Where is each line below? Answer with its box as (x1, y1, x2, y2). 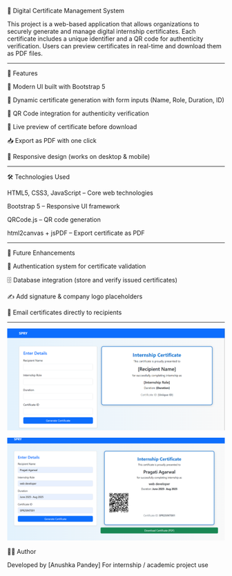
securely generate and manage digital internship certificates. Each (7, 28, 196, 35)
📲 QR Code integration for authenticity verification (7, 109, 150, 117)
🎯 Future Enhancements (7, 249, 75, 257)
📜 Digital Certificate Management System (7, 7, 125, 15)
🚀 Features (7, 69, 38, 77)
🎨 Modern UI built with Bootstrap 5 (7, 83, 106, 90)
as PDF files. (7, 49, 43, 57)
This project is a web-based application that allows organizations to (7, 20, 200, 28)
